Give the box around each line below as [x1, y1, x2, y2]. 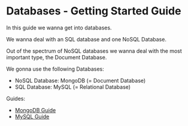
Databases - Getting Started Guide [6, 4, 181, 18]
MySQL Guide [14, 113, 50, 120]
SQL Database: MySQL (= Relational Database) [14, 83, 131, 91]
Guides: [6, 95, 26, 102]
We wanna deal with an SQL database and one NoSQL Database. [6, 35, 166, 43]
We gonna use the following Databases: [6, 65, 104, 73]
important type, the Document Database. [6, 53, 107, 61]
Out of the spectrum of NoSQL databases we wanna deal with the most [6, 47, 183, 55]
